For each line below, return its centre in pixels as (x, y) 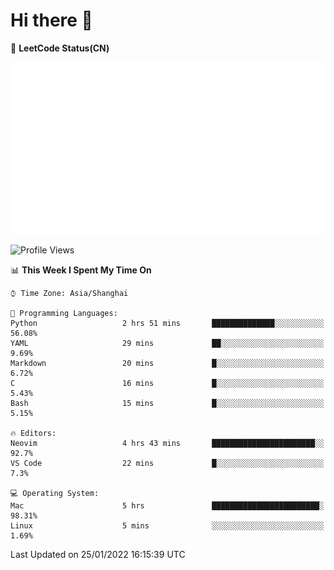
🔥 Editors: (33, 433)
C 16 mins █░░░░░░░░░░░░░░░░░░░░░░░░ (167, 383)
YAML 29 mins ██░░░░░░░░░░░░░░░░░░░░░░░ (167, 343)
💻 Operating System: (55, 493)
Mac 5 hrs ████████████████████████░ (167, 505)
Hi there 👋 (51, 20)
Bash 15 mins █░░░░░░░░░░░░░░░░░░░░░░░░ (167, 403)
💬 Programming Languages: (64, 313)
